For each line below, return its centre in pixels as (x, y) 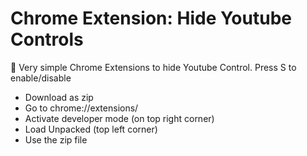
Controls (47, 39)
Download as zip (59, 97)
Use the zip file (56, 139)
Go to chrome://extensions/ (81, 108)
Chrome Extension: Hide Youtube (151, 18)
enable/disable (41, 78)
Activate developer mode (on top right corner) (119, 118)
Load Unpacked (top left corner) (91, 129)
